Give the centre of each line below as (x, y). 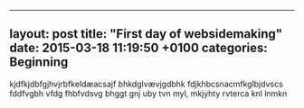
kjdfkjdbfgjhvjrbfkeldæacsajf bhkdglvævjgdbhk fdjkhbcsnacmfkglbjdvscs (146, 84)
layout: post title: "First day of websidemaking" (146, 34)
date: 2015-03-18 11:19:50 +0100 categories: (139, 48)
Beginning (39, 63)
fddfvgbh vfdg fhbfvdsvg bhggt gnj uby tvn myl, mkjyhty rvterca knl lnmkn (148, 93)
